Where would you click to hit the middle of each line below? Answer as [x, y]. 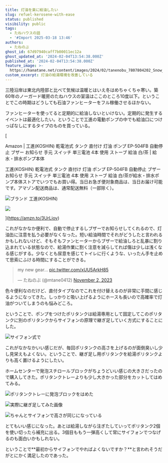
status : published [24, 19]
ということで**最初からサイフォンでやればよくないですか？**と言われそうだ [84, 449]
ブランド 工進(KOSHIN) [34, 198]
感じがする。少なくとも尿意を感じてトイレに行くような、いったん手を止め [86, 253]
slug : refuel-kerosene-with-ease [40, 15]
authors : [14, 43]
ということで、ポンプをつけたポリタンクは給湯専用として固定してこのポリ [81, 314]
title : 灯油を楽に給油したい [32, 10]
